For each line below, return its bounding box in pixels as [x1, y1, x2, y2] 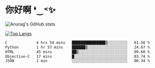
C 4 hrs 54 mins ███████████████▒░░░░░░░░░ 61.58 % [5, 40, 150, 45]
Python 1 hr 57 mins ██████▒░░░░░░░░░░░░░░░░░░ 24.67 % [5, 45, 150, 50]
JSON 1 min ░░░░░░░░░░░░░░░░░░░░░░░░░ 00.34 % [5, 59, 150, 64]
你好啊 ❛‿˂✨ [5, 4, 56, 16]
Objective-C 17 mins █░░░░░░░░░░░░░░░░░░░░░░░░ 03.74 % [5, 54, 150, 59]
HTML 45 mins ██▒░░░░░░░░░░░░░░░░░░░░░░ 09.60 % [5, 49, 150, 54]
